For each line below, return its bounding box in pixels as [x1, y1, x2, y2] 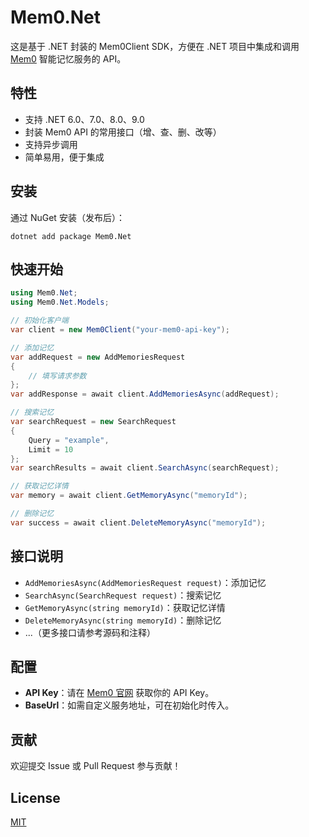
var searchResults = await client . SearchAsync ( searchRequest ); [10, 463, 280, 473]
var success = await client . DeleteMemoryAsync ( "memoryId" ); [10, 517, 267, 528]
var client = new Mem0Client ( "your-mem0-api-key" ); [10, 325, 230, 335]
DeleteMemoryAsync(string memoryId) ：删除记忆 [24, 614, 222, 626]
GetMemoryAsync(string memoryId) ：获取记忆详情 [24, 601, 226, 613]
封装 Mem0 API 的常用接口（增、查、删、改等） [24, 126, 222, 138]
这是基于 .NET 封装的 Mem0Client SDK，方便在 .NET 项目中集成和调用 [10, 40, 300, 52]
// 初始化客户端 [10, 316, 69, 326]
